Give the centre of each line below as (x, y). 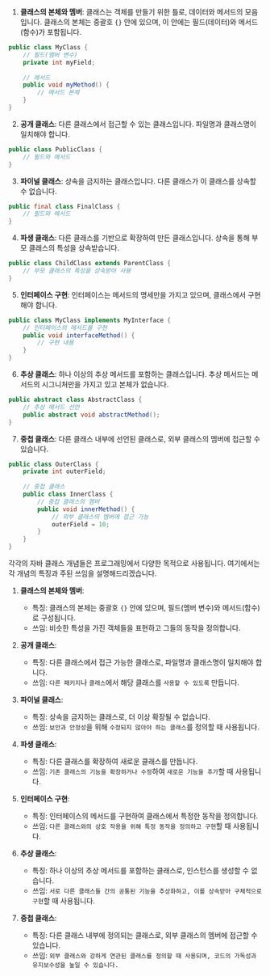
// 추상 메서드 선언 (52, 407)
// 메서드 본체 (58, 93)
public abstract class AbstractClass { (75, 399)
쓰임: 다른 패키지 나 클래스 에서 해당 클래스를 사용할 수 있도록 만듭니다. (136, 682)
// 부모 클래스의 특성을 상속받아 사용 (77, 271)
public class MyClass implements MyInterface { (90, 320)
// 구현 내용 (56, 343)
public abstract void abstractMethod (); (91, 415)
